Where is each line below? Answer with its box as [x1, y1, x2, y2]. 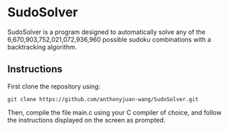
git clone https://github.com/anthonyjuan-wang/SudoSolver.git [7, 96, 199, 103]
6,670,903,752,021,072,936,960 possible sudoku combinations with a [7, 35, 211, 43]
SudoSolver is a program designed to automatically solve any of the [7, 28, 206, 36]
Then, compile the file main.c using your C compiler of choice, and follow [7, 108, 222, 117]
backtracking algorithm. [7, 42, 78, 51]
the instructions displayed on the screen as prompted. [7, 115, 166, 124]
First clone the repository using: [7, 82, 101, 91]
